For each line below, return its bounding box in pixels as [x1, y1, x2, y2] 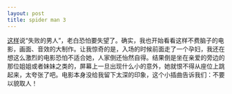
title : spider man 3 [7, 16, 67, 23]
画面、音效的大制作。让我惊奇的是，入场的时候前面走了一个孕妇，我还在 [19, 45, 225, 53]
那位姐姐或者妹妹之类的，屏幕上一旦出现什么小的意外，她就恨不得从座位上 [7, 62, 219, 70]
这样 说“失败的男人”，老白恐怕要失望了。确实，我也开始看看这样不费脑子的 [7, 36, 219, 45]
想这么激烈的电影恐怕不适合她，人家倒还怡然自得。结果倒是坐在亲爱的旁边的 [7, 53, 225, 62]
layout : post [7, 10, 45, 17]
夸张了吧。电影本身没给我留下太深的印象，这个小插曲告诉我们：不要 [30, 70, 225, 79]
